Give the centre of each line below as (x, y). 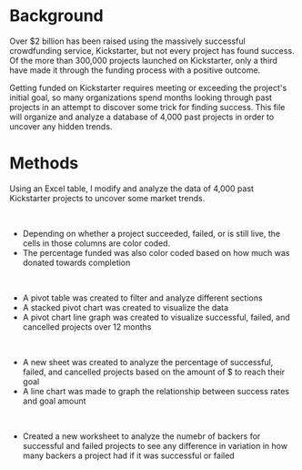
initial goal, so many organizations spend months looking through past (141, 97)
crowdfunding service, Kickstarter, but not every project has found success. (152, 50)
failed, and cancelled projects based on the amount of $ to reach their (154, 372)
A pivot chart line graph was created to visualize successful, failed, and (156, 317)
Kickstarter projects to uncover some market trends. (107, 198)
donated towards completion (76, 262)
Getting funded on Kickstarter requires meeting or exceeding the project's (148, 87)
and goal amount (54, 401)
